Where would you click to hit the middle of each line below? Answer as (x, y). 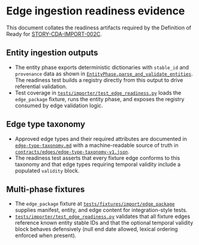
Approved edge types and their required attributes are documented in (101, 138)
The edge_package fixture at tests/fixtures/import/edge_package (95, 204)
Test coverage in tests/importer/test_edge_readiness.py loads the (98, 93)
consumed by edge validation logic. (59, 105)
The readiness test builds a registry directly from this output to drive (99, 80)
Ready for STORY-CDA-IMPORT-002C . (54, 34)
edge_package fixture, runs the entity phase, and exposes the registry (99, 99)
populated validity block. (47, 170)
